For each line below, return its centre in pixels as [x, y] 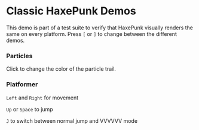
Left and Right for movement [42, 98]
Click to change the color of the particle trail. [61, 69]
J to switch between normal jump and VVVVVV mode [72, 120]
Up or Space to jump [30, 109]
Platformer [22, 84]
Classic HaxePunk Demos [71, 11]
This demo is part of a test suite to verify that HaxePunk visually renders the [99, 28]
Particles [19, 56]
